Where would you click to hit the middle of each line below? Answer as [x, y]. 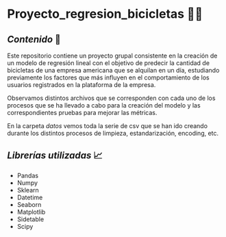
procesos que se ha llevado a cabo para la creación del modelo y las [104, 105]
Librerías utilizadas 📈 [55, 156]
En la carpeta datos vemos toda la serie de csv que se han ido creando [107, 126]
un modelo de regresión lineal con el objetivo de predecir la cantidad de [109, 63]
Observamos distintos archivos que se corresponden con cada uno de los [111, 98]
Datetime [30, 197]
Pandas [28, 175]
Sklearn [28, 190]
